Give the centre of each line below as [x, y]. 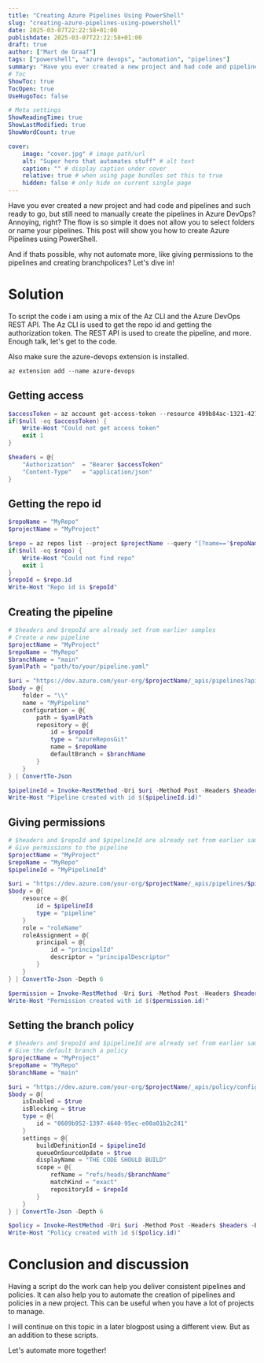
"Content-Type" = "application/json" [88, 472]
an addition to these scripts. [53, 1335]
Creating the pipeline [61, 612]
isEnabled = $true [52, 1101]
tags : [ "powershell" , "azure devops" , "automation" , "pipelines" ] [119, 60]
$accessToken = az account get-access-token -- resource [101, 414]
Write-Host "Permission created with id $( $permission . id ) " [109, 1001]
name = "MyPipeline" [56, 703]
